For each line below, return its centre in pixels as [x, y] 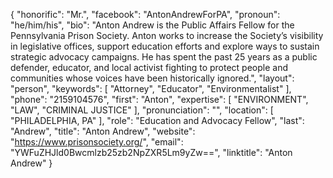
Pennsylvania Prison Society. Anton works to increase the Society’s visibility [167, 35]
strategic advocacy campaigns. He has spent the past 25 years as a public [164, 57]
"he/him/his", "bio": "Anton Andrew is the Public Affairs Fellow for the [152, 25]
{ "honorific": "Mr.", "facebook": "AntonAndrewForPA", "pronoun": [145, 14]
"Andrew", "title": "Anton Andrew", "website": [103, 131]
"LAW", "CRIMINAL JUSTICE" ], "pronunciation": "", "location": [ [142, 110]
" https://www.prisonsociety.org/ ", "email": [97, 142]
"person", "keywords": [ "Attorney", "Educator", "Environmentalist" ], [151, 88]
